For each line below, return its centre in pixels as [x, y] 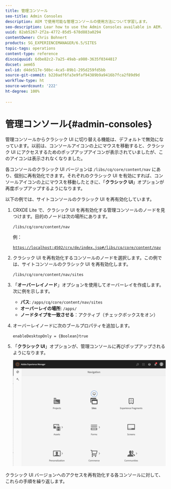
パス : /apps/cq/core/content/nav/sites [61, 302]
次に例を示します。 [33, 291]
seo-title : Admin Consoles [34, 16]
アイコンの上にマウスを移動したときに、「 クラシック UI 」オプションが [91, 182]
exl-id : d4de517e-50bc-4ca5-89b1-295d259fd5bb [55, 70]
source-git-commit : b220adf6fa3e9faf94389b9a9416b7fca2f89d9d [73, 75]
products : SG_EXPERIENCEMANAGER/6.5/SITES [51, 43]
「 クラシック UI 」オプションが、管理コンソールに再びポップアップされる [89, 346]
